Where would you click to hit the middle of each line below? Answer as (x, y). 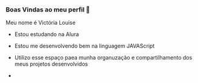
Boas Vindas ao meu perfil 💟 (48, 10)
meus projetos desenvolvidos (51, 64)
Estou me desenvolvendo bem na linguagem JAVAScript (84, 46)
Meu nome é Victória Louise (41, 23)
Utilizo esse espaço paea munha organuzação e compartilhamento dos (103, 58)
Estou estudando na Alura (47, 34)
